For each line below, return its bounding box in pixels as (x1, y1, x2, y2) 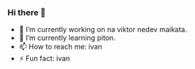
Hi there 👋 (7, 7, 47, 18)
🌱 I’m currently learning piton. (18, 33, 116, 42)
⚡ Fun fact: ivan (18, 54, 71, 64)
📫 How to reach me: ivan (18, 42, 102, 52)
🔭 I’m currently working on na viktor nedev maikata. (18, 25, 188, 34)
